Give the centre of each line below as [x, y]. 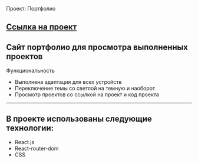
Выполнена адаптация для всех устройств [68, 82]
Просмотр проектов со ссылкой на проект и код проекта [87, 94]
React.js [24, 142]
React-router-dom [37, 149]
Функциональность [30, 71]
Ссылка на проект [42, 27]
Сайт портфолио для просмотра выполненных [97, 47]
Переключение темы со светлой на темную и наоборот [85, 89]
